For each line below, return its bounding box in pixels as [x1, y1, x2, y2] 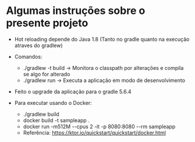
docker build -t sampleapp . [23, 116, 90, 123]
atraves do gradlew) [14, 42, 63, 49]
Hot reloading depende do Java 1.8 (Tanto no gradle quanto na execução [14, 35, 190, 42]
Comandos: [14, 53, 42, 60]
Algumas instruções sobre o [6, 4, 146, 17]
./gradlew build [23, 111, 59, 118]
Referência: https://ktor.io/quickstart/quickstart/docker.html [23, 129, 166, 136]
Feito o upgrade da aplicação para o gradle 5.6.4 [14, 88, 132, 95]
